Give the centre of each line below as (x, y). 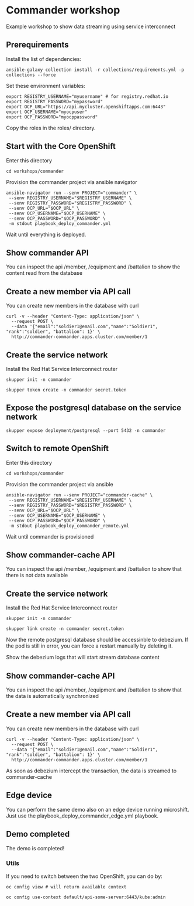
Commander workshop (63, 10)
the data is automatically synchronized (53, 696)
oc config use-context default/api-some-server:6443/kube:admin (86, 897)
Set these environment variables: (46, 86)
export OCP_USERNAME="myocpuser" (47, 112)
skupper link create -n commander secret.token (65, 629)
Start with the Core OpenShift (61, 146)
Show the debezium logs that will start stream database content (83, 658)
